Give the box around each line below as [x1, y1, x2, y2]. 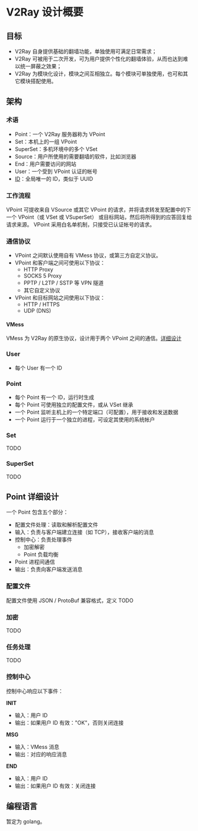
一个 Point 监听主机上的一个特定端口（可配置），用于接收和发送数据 [14, 408, 179, 416]
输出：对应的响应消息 [14, 750, 67, 758]
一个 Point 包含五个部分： [6, 509, 69, 516]
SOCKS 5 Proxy [23, 272, 62, 279]
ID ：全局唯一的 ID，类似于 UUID [14, 175, 94, 182]
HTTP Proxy [23, 266, 53, 273]
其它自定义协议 [23, 287, 60, 294]
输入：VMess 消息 [14, 743, 59, 750]
